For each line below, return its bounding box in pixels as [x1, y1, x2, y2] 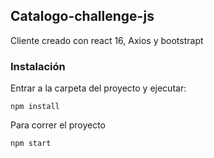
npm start [10, 139, 52, 149]
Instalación [10, 59, 66, 73]
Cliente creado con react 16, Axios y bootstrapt [10, 34, 204, 46]
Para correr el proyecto [10, 119, 106, 131]
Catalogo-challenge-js [10, 8, 155, 25]
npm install [10, 102, 60, 112]
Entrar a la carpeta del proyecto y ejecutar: [10, 82, 187, 94]
